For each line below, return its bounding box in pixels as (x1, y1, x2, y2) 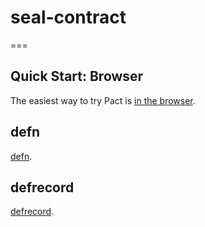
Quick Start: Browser (10, 68, 144, 85)
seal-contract (10, 6, 127, 29)
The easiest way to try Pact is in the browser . (10, 94, 196, 106)
